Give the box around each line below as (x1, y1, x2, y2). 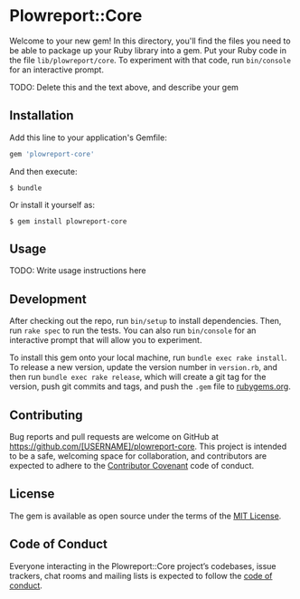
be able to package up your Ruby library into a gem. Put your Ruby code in (9, 44, 287, 55)
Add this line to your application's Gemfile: (9, 132, 167, 143)
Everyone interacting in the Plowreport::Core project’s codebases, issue (9, 560, 277, 571)
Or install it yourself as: (9, 199, 95, 210)
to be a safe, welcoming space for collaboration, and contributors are (9, 451, 267, 461)
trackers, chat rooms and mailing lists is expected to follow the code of (9, 570, 273, 581)
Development (9, 291, 88, 307)
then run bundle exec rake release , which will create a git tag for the (9, 372, 267, 383)
